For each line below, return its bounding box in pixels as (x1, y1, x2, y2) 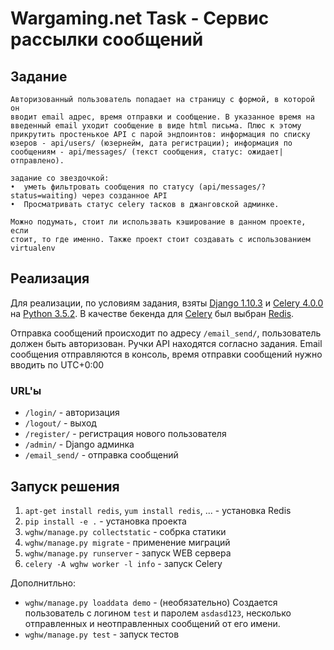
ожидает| (247, 147, 284, 157)
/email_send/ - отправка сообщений (24, 449, 179, 461)
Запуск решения (10, 478, 120, 495)
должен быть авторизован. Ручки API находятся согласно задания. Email (10, 337, 323, 349)
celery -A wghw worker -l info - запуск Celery (24, 557, 223, 569)
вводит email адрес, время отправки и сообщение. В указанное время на (10, 112, 315, 122)
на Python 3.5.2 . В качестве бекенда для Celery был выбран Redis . (10, 307, 295, 319)
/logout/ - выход (24, 417, 97, 429)
